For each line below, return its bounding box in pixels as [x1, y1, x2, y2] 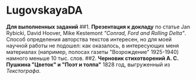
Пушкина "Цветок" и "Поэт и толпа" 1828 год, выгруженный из [6, 60, 170, 68]
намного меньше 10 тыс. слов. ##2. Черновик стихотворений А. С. [6, 55, 179, 62]
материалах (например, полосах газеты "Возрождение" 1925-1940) [6, 48, 179, 55]
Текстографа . [6, 67, 41, 74]
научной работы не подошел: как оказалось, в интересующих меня [6, 42, 179, 49]
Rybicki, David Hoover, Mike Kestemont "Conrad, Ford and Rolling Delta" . [6, 29, 186, 36]
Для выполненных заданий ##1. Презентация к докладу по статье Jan [6, 23, 191, 30]
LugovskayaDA [6, 4, 83, 17]
